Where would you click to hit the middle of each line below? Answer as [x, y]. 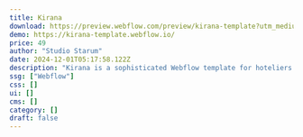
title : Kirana [36, 18]
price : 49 [28, 43]
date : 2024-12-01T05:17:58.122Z [70, 59]
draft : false [34, 118]
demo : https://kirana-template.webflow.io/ [92, 34]
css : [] [24, 85]
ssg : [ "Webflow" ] [42, 77]
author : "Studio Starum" [56, 51]
